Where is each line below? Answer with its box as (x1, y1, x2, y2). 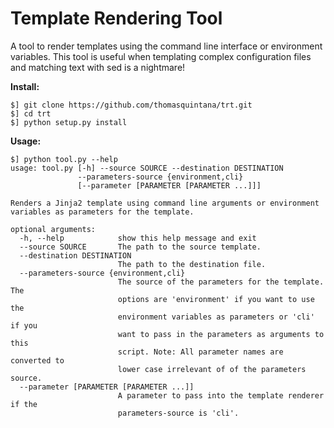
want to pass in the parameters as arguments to (117, 329, 325, 339)
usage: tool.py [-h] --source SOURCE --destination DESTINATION (10, 163, 284, 173)
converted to (10, 355, 65, 366)
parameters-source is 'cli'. (117, 408, 240, 418)
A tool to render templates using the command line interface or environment (10, 40, 323, 52)
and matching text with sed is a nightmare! (10, 61, 186, 73)
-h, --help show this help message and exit (19, 233, 257, 243)
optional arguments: (10, 224, 97, 234)
